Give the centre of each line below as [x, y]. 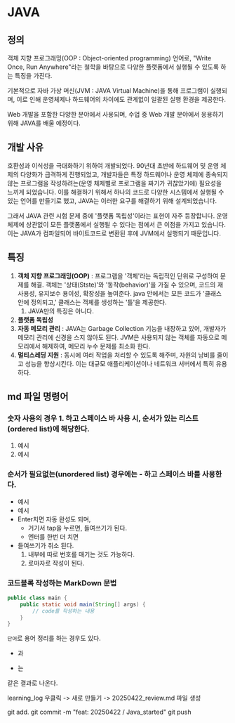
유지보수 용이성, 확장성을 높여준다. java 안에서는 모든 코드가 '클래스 [130, 293]
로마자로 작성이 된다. [56, 563]
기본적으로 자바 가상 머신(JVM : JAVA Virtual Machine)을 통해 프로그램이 [108, 91]
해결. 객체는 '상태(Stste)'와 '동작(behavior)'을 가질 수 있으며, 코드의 [123, 285]
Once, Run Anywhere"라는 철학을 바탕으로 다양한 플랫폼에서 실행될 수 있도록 [113, 67]
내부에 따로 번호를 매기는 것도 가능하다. [81, 554]
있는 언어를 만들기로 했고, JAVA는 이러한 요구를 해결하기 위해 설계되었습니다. [112, 200]
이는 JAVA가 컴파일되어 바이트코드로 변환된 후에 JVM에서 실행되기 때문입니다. [114, 233]
